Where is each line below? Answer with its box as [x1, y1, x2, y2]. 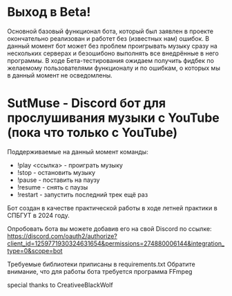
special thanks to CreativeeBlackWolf [7, 281, 113, 289]
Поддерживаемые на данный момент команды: [7, 147, 148, 156]
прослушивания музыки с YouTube [7, 110, 220, 126]
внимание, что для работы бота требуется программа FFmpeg [7, 267, 193, 275]
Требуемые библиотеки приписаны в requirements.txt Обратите [7, 260, 195, 268]
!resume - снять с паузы [17, 183, 88, 191]
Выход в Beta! [7, 4, 91, 20]
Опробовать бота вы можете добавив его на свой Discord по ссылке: [7, 224, 212, 232]
